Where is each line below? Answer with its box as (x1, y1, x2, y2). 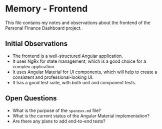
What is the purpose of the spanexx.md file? (12, 107, 101, 113)
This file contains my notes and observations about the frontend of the (5, 20, 151, 26)
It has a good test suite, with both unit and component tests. (12, 79, 136, 85)
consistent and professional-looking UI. (12, 74, 94, 80)
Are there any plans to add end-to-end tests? (12, 118, 106, 124)
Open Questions (5, 94, 57, 103)
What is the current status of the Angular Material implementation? (12, 112, 150, 118)
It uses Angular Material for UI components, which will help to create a (12, 69, 157, 75)
